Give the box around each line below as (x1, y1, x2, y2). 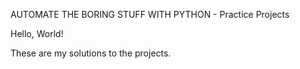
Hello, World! (10, 28, 64, 39)
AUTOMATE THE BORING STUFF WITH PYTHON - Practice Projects (10, 9, 290, 20)
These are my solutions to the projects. (10, 47, 172, 59)
